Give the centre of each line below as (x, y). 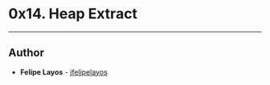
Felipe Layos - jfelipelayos (64, 71)
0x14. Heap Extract (73, 14)
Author (26, 53)
